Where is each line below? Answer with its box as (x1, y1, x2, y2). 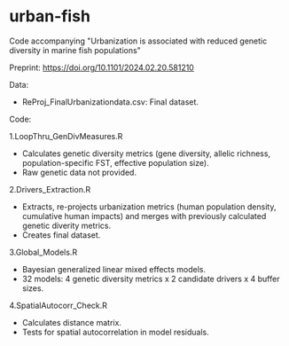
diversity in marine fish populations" (9, 44, 142, 55)
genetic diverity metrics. (21, 220, 112, 231)
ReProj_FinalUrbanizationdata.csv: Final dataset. (21, 96, 199, 107)
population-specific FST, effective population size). (21, 157, 210, 168)
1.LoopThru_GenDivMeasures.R (9, 130, 123, 141)
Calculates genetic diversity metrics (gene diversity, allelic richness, (21, 148, 271, 159)
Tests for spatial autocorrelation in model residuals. (21, 326, 210, 337)
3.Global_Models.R (9, 247, 78, 257)
